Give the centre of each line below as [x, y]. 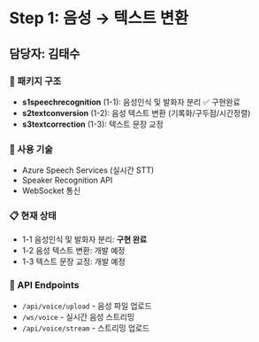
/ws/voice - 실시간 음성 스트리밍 [78, 316]
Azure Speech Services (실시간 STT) [88, 170]
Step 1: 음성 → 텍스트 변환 [99, 18]
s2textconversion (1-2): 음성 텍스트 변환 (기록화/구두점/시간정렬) [136, 113]
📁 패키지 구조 [35, 81]
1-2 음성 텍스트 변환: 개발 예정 [73, 251]
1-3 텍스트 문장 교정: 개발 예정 [73, 261]
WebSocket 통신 [51, 190]
